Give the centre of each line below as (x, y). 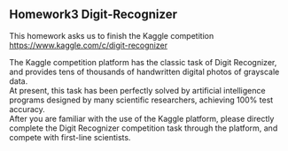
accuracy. (27, 109)
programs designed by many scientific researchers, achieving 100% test (141, 100)
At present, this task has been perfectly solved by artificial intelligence (137, 90)
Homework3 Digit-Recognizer (93, 15)
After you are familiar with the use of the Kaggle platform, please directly (142, 118)
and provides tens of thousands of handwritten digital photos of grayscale (144, 72)
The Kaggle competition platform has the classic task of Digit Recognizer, (143, 62)
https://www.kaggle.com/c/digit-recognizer (89, 45)
